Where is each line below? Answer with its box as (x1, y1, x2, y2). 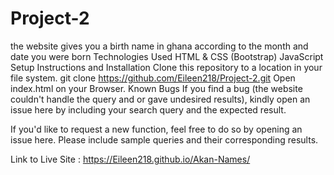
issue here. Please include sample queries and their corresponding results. (10, 133, 319, 146)
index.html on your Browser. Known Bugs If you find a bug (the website (10, 82, 303, 94)
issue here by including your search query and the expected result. (10, 103, 287, 116)
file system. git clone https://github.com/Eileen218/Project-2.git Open (10, 72, 296, 84)
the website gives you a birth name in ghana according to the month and (10, 40, 309, 52)
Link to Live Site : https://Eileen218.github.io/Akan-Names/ (10, 153, 251, 165)
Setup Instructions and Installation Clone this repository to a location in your (10, 61, 323, 73)
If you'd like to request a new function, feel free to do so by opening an (10, 123, 303, 135)
